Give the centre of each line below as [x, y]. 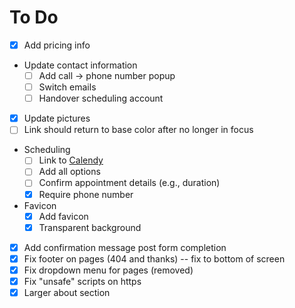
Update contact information [80, 65]
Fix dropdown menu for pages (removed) [108, 270]
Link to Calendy [71, 160]
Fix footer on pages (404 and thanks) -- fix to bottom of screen [154, 258]
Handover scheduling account [101, 98]
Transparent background [90, 227]
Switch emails [67, 87]
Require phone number [86, 194]
